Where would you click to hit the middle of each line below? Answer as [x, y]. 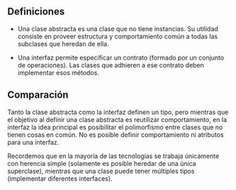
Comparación [38, 95]
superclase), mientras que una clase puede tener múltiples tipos [101, 171]
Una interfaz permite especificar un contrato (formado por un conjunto [121, 57]
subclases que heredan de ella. [63, 44]
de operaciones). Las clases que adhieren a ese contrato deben [111, 65]
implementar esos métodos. [58, 72]
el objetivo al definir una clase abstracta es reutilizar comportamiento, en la [117, 119]
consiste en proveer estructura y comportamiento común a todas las [118, 36]
